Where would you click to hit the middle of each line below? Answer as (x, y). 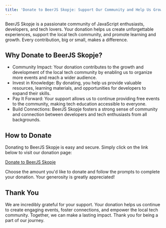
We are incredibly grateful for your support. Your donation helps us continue (83, 205)
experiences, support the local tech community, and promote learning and (81, 34)
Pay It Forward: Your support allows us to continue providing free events (86, 99)
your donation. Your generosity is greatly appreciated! (60, 177)
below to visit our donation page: (39, 153)
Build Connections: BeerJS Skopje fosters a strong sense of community (85, 109)
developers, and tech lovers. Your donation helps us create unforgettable (80, 29)
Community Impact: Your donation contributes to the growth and (78, 67)
